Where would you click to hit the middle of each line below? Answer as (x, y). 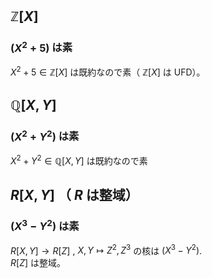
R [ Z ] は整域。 (38, 263)
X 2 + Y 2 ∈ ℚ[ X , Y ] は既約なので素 (79, 160)
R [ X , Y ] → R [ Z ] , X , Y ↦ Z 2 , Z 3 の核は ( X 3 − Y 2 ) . (106, 250)
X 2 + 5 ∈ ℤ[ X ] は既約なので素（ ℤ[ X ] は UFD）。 (108, 71)
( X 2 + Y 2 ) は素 (45, 135)
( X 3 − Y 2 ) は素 (45, 225)
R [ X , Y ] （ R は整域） (74, 194)
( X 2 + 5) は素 (41, 47)
